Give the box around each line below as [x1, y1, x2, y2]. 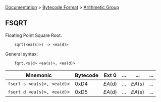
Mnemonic [25, 72, 52, 79]
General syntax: [5, 50, 38, 57]
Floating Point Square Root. [5, 32, 62, 38]
